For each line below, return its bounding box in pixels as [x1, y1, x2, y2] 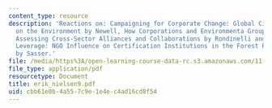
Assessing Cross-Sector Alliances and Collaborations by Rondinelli [15, 34, 252, 43]
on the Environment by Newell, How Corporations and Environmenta [15, 27, 244, 35]
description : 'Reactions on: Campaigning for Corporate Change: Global [8, 19, 255, 28]
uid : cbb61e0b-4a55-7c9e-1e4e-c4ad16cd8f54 [8, 87, 158, 96]
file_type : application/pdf [8, 65, 104, 73]
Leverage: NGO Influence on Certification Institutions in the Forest [15, 42, 259, 50]
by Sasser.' [15, 50, 57, 58]
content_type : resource [8, 11, 89, 20]
